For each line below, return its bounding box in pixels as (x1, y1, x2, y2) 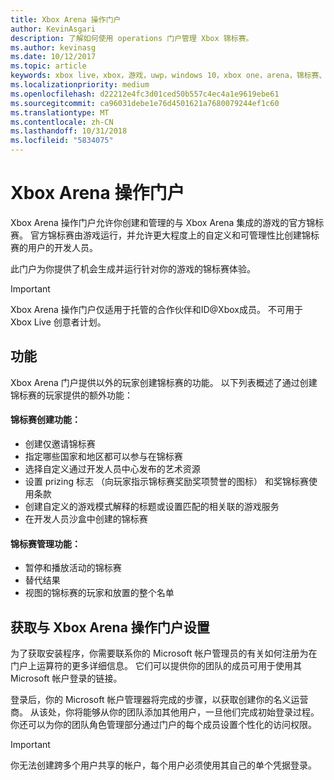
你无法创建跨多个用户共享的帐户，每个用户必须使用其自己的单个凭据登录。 (10, 759, 317, 771)
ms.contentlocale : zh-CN (10, 117, 114, 127)
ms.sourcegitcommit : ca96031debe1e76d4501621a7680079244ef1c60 (10, 98, 280, 108)
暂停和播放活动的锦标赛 (24, 562, 122, 574)
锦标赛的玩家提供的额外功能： (10, 389, 133, 401)
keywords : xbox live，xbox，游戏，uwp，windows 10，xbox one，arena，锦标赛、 (10, 71, 327, 81)
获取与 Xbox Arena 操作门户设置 (10, 619, 210, 636)
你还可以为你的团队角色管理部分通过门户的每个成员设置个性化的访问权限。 (10, 718, 317, 730)
